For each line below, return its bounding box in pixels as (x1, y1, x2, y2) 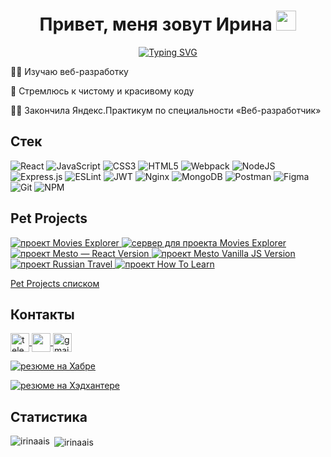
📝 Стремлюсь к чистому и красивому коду (10, 85, 195, 97)
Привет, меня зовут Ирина (39, 13, 273, 36)
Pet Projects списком (10, 277, 100, 289)
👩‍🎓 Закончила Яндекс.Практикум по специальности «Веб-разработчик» (10, 104, 322, 116)
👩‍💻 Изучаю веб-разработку (10, 65, 129, 77)
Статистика (10, 408, 88, 425)
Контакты (10, 306, 75, 323)
